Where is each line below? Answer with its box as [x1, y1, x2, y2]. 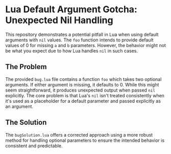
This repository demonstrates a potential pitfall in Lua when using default [5, 31, 159, 37]
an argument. [5, 103, 34, 109]
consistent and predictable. [5, 142, 63, 149]
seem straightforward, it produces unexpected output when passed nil [5, 87, 156, 93]
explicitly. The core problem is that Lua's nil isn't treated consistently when [5, 92, 165, 98]
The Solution [5, 118, 47, 127]
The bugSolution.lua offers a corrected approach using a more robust [5, 131, 153, 138]
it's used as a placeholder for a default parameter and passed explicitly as [5, 98, 161, 104]
